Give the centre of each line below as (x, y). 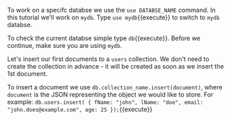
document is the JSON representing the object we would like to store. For (110, 94)
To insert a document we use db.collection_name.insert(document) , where (115, 87)
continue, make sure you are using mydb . (65, 45)
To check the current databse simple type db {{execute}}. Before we (104, 38)
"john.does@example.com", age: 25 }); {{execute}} (80, 109)
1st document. (27, 74)
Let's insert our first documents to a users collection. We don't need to (109, 59)
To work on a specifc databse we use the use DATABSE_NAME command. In (111, 10)
